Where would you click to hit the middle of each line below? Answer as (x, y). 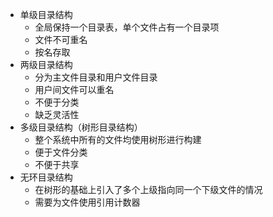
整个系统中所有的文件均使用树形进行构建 (118, 139)
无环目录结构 (46, 177)
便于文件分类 (61, 152)
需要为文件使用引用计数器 (87, 202)
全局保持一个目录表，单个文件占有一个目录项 (127, 27)
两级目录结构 (46, 64)
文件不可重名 (61, 39)
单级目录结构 (46, 14)
